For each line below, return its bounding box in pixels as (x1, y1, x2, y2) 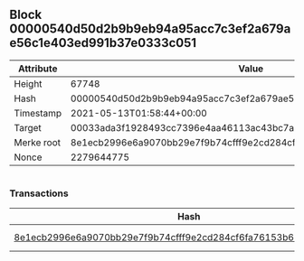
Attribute (17, 62, 58, 75)
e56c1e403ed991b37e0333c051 (9, 35, 197, 51)
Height (14, 77, 43, 89)
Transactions (9, 187, 70, 200)
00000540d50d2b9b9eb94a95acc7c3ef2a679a (9, 22, 291, 37)
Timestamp (14, 107, 62, 119)
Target (14, 121, 43, 134)
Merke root (14, 135, 62, 148)
